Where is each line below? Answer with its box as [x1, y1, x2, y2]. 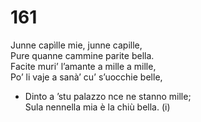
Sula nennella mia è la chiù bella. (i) [24, 101, 171, 113]
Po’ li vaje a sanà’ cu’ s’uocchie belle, [10, 71, 163, 83]
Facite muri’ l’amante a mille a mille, [10, 60, 157, 72]
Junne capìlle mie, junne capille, [10, 39, 143, 51]
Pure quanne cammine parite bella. [10, 49, 155, 61]
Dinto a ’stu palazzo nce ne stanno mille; [24, 90, 192, 102]
